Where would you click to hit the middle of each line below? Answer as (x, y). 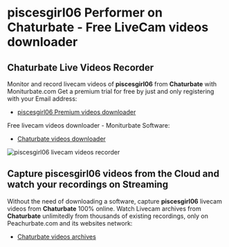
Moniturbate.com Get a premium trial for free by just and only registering (111, 91)
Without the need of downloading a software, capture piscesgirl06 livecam (115, 201)
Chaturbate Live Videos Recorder (81, 67)
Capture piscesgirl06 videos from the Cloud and (113, 174)
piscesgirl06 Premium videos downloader (76, 112)
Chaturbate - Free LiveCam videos (108, 27)
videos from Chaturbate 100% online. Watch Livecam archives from (104, 208)
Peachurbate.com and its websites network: (70, 223)
